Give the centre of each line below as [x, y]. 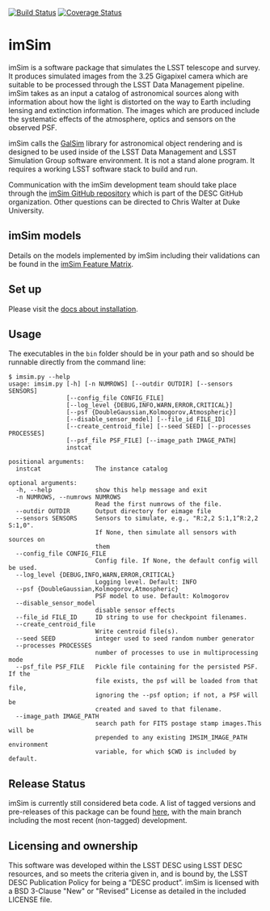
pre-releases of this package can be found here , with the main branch [125, 812]
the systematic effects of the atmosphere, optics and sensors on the [122, 119]
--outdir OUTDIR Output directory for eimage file [114, 512]
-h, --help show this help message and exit [112, 490]
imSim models [45, 236]
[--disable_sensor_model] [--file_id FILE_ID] [146, 420]
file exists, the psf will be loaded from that [177, 681]
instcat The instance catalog [92, 469]
